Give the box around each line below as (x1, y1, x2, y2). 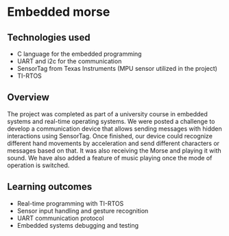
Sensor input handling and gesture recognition (16, 206, 149, 215)
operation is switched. (7, 161, 70, 169)
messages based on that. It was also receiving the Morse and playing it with (7, 146, 221, 155)
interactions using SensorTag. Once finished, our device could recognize (7, 131, 213, 140)
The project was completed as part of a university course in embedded (7, 109, 208, 118)
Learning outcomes (7, 181, 93, 193)
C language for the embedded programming (16, 50, 142, 58)
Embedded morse (7, 4, 110, 20)
